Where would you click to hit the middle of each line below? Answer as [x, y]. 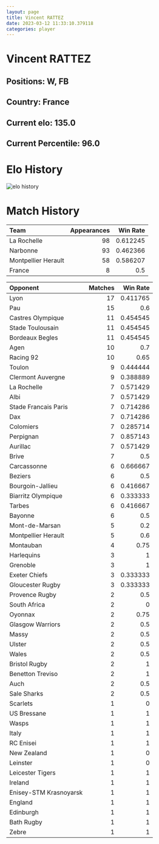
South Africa [27, 604]
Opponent [24, 288]
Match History [43, 211]
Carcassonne [28, 466]
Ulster [18, 644]
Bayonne [22, 515]
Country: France [38, 102]
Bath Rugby [26, 822]
